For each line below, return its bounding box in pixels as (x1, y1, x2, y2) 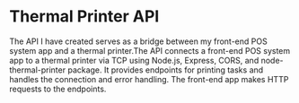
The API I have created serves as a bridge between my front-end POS (9, 36, 268, 47)
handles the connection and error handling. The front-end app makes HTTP (9, 73, 289, 84)
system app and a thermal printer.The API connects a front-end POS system (9, 45, 291, 56)
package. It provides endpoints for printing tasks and (66, 64, 264, 75)
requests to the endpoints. (9, 83, 107, 94)
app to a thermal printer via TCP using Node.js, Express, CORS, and (9, 55, 259, 65)
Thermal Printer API (9, 6, 160, 27)
